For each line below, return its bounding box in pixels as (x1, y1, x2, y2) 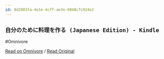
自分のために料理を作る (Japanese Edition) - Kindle (5, 27, 160, 34)
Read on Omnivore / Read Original (5, 48, 75, 54)
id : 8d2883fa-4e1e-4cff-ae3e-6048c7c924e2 (5, 7, 94, 12)
